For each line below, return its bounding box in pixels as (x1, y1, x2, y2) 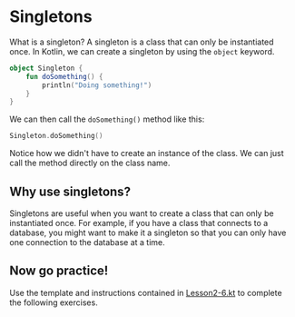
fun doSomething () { (25, 72, 103, 81)
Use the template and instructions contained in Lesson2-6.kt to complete (9, 287, 283, 298)
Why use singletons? (9, 183, 132, 199)
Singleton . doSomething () (9, 132, 103, 141)
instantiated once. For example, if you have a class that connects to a (9, 218, 269, 228)
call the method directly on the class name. (9, 157, 171, 169)
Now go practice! (9, 263, 109, 279)
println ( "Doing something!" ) (42, 80, 152, 90)
